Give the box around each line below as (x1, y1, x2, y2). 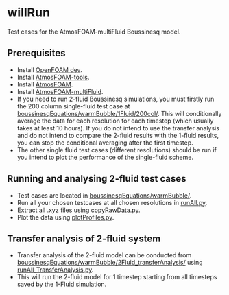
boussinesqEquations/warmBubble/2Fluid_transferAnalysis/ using (16, 259, 204, 267)
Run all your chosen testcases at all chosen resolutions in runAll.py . (16, 198, 208, 206)
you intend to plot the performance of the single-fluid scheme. (16, 153, 194, 161)
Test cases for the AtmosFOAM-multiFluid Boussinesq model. (7, 27, 181, 36)
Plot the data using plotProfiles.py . (16, 213, 114, 221)
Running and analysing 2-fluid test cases (7, 173, 186, 185)
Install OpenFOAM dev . (16, 65, 82, 73)
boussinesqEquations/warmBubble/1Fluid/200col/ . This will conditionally (16, 109, 222, 117)
